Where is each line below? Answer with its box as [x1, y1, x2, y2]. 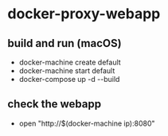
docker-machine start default [18, 66, 115, 76]
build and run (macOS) [7, 37, 122, 50]
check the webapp [7, 97, 101, 111]
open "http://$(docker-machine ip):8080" [18, 119, 155, 128]
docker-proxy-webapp [7, 5, 161, 23]
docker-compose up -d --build [18, 75, 120, 84]
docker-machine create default [18, 57, 121, 67]
